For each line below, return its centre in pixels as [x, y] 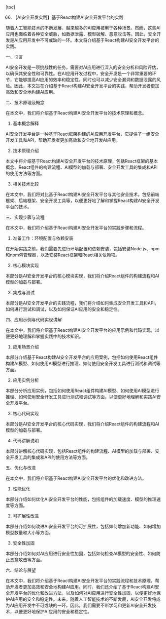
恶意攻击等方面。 [27, 560]
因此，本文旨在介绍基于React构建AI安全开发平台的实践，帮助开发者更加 [87, 86]
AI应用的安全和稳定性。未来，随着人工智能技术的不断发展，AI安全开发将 [83, 599]
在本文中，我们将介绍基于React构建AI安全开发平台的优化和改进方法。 [76, 478]
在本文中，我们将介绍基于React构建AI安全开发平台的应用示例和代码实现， [80, 330]
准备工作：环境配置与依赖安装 [43, 238]
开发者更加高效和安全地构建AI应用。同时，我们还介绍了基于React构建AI [82, 587]
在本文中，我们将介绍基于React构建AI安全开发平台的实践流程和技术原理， [80, 580]
